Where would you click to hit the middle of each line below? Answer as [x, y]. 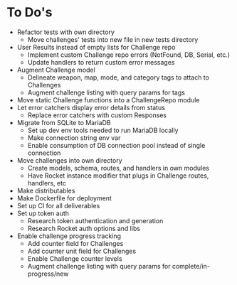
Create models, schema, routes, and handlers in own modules [118, 168]
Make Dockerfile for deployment [64, 198]
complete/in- [191, 266]
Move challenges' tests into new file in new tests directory [113, 39]
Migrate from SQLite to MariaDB [64, 122]
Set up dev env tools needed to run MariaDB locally [103, 130]
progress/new [48, 274]
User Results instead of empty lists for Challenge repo [96, 47]
